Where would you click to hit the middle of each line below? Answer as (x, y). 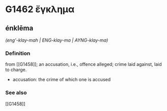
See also (16, 93)
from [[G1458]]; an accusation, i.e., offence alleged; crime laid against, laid (83, 64)
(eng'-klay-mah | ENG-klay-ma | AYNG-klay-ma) (57, 40)
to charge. (16, 70)
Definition (18, 53)
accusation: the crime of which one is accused (62, 80)
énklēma (19, 28)
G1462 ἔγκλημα (40, 9)
